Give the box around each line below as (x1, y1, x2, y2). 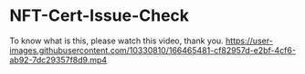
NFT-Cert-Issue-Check (9, 5, 190, 26)
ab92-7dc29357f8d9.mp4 (9, 54, 108, 65)
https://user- (225, 35, 274, 46)
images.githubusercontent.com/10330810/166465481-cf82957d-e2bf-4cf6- (9, 44, 297, 55)
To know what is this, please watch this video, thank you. (9, 35, 224, 46)
